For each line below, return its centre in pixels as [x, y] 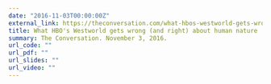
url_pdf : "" [28, 53]
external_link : [34, 23]
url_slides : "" [34, 61]
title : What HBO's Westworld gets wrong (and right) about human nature [133, 30]
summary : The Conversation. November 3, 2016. [88, 38]
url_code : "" [30, 46]
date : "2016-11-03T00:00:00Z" [59, 16]
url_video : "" [32, 68]
